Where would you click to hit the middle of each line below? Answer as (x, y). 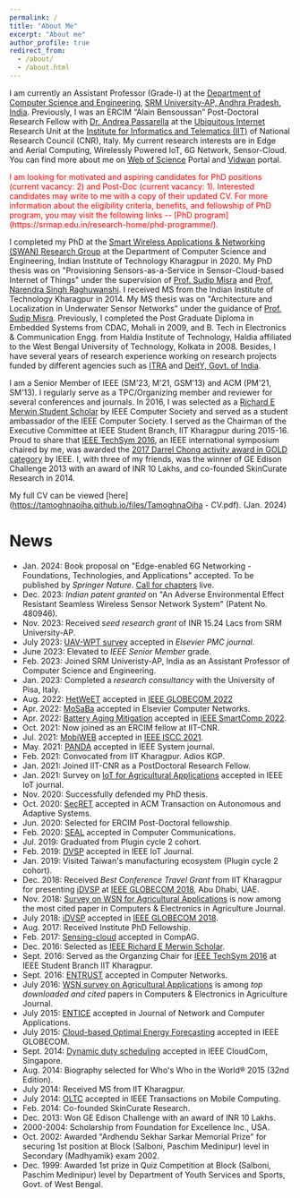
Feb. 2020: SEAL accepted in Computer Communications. (129, 832)
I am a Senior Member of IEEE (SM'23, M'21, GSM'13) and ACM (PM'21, (140, 382)
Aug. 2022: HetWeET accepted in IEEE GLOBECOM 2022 (127, 698)
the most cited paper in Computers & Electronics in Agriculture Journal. (154, 908)
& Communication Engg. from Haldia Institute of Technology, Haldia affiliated (150, 337)
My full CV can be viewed (57, 495)
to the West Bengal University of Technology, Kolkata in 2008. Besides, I (142, 347)
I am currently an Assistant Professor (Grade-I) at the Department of (135, 93)
